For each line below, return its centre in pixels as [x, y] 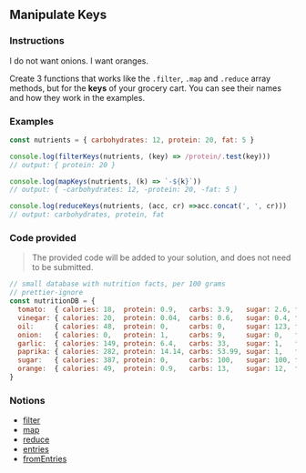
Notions [27, 400]
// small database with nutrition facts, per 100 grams [117, 284]
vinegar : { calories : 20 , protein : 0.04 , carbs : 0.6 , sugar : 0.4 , [154, 317]
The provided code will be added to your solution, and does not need [161, 257]
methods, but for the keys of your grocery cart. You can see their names [146, 88]
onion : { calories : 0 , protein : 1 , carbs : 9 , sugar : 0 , [150, 335]
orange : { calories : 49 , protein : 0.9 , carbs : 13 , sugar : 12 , [153, 369]
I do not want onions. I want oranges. [79, 60]
